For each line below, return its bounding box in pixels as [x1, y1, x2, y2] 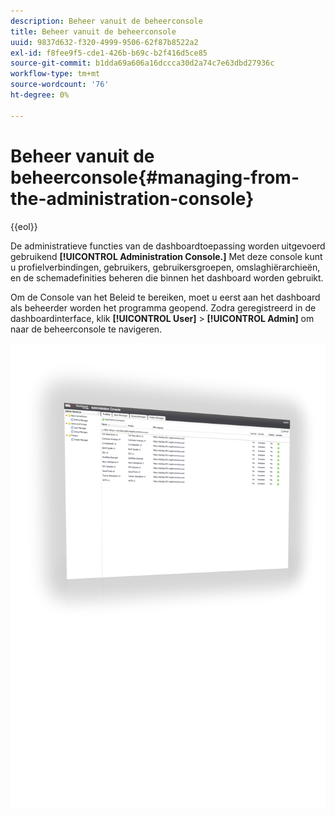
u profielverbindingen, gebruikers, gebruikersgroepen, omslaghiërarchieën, [10, 261, 321, 273]
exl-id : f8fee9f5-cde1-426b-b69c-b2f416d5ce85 [10, 48, 208, 58]
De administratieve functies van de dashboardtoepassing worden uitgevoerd [10, 240, 326, 252]
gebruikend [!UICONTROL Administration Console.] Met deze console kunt [10, 250, 323, 262]
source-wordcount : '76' [10, 80, 110, 90]
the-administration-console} [10, 187, 255, 210]
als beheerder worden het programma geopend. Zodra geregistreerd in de [10, 301, 317, 314]
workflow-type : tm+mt [10, 69, 101, 79]
